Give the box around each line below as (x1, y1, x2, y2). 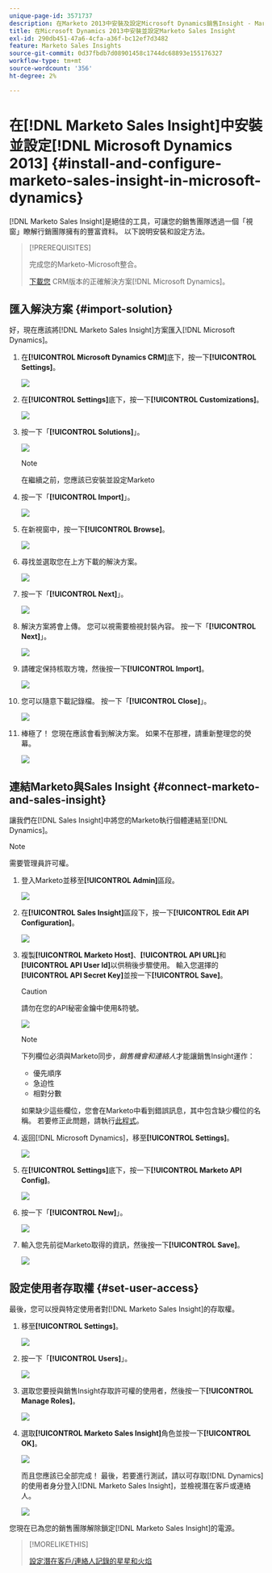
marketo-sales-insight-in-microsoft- (9, 171, 262, 190)
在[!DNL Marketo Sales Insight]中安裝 (9, 116, 263, 134)
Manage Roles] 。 (20, 1396, 80, 1406)
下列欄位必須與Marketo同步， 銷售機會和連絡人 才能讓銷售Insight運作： (20, 1051, 255, 1061)
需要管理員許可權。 (9, 858, 73, 869)
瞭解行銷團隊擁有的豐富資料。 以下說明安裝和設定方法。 (23, 226, 209, 236)
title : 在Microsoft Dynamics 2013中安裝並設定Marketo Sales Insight (9, 27, 236, 35)
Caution (20, 986, 48, 996)
